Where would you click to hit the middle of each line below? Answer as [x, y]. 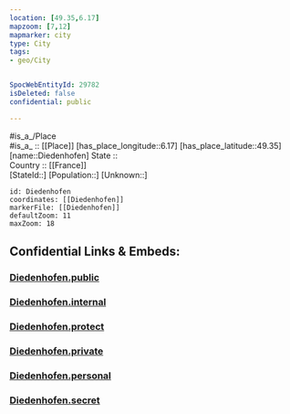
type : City [30, 43]
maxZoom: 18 [32, 223]
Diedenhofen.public [55, 277]
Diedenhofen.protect [57, 326]
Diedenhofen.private [57, 351]
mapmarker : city [40, 35]
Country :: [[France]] [48, 165]
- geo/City [30, 60]
